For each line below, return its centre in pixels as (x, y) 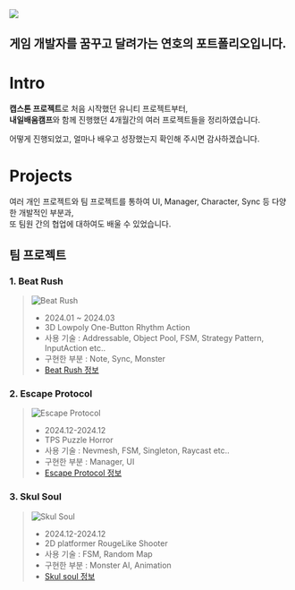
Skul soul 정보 (70, 576)
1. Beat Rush (37, 281)
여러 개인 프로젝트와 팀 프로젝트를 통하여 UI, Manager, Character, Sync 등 (139, 201)
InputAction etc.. (75, 347)
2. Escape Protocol (51, 393)
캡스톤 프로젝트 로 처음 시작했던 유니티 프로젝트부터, (99, 109)
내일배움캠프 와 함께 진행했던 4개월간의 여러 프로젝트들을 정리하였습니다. (135, 120)
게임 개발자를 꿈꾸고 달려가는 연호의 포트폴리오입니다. (148, 44)
